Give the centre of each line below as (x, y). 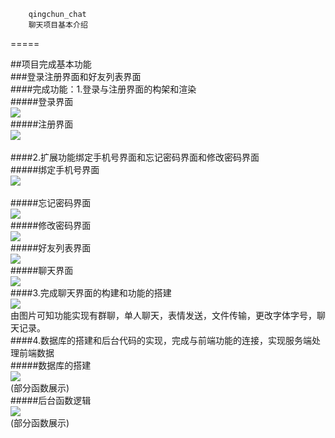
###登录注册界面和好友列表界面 (76, 76)
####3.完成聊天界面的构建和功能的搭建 (91, 293)
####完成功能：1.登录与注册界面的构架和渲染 (103, 89)
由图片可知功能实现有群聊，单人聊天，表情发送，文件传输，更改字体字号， (163, 315)
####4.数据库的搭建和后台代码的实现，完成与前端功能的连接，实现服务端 (161, 340)
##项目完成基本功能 (51, 64)
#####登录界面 (42, 101)
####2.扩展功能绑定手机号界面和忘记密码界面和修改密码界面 (135, 157)
